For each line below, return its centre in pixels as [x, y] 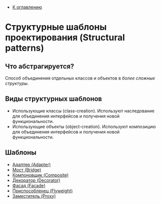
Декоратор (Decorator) [36, 180]
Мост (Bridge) [27, 169]
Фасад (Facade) [29, 185]
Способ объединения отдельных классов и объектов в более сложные [80, 78]
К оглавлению [27, 7]
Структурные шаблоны [56, 27]
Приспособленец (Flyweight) [42, 191]
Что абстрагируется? [40, 66]
